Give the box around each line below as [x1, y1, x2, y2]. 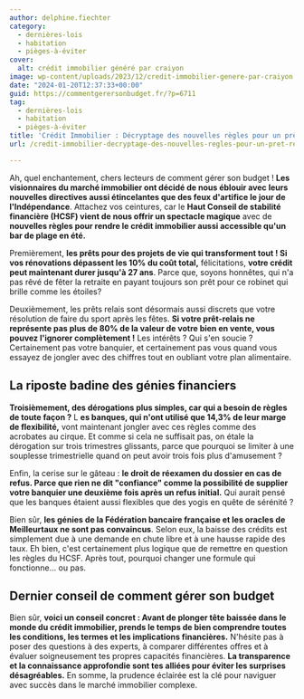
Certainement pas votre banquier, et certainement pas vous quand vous [9, 341, 278, 353]
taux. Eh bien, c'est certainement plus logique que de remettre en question [9, 542, 288, 553]
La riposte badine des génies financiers [9, 378, 237, 394]
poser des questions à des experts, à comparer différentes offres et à [9, 641, 269, 652]
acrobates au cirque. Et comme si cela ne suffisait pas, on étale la [9, 431, 254, 442]
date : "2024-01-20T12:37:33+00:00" [9, 81, 144, 90]
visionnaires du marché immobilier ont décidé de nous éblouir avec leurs [9, 182, 289, 193]
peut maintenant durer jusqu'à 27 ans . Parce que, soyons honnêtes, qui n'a [9, 266, 294, 277]
